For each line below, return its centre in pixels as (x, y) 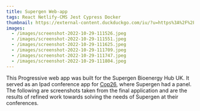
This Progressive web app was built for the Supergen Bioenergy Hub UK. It (98, 78)
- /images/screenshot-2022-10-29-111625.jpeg (69, 45)
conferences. (22, 103)
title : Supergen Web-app (37, 12)
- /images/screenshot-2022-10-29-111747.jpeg (69, 56)
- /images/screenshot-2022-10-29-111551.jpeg (69, 39)
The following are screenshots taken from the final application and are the (97, 90)
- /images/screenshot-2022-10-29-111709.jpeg (69, 50)
